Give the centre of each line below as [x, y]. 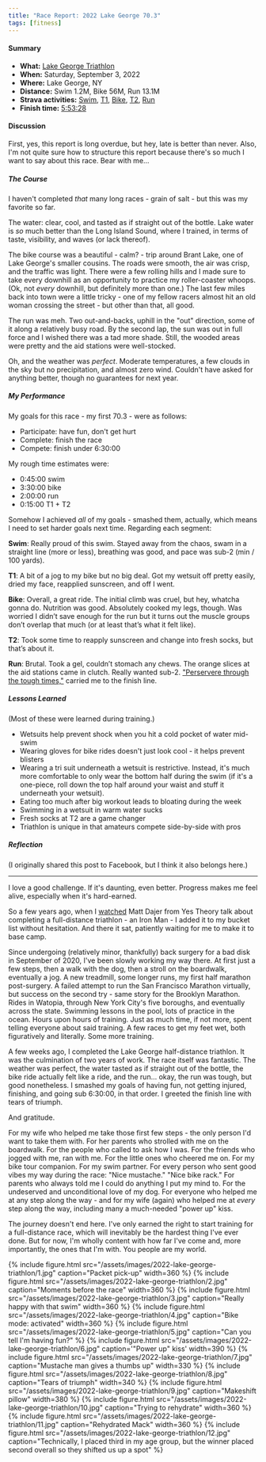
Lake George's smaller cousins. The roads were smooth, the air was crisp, [129, 263]
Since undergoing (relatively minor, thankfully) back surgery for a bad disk [129, 952]
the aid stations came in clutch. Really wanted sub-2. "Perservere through [129, 672]
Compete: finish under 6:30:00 [70, 448]
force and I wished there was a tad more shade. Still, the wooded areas [124, 337]
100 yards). [27, 560]
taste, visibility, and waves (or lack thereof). [79, 239]
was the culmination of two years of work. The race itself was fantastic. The [132, 1059]
